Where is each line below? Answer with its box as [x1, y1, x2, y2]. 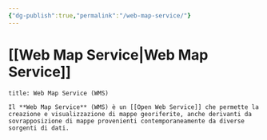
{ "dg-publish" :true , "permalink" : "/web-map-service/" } [8, 11, 192, 20]
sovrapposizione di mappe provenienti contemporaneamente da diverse [8, 117, 245, 125]
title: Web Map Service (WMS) [8, 89, 110, 97]
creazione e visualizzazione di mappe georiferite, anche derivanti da [8, 110, 252, 118]
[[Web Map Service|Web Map [8, 45, 209, 64]
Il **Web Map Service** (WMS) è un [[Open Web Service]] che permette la [8, 103, 260, 111]
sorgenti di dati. [8, 124, 70, 132]
